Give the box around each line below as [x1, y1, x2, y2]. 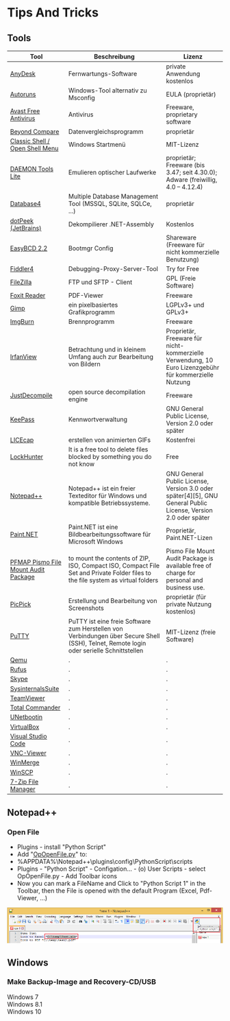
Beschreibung [93, 52, 135, 60]
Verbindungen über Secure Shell [68, 631, 160, 639]
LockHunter [10, 453, 43, 461]
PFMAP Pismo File [10, 558, 62, 566]
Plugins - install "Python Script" [16, 843, 107, 851]
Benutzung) [166, 255, 200, 263]
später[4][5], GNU [166, 491, 218, 500]
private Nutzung [166, 600, 212, 609]
